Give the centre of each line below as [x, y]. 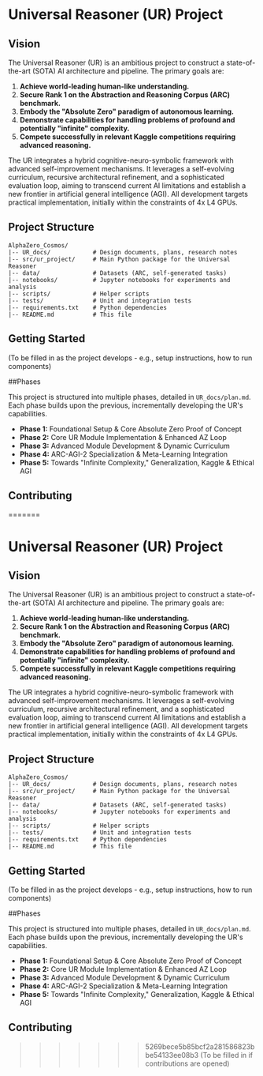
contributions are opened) [187, 1063]
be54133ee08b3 [172, 1055]
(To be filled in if [227, 1055]
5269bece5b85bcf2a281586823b [200, 1046]
